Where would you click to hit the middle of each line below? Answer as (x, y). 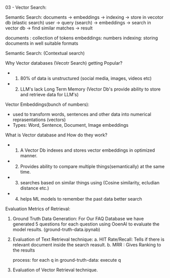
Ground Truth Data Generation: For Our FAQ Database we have (78, 219)
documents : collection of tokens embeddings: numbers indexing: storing (82, 38)
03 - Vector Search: (26, 7)
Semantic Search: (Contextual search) (45, 53)
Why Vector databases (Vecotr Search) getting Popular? (64, 63)
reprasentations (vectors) (39, 120)
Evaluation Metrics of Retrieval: (38, 209)
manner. (29, 156)
